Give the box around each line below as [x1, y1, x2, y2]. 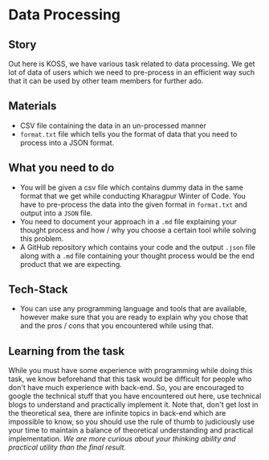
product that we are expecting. [19, 259, 122, 269]
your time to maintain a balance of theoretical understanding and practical [8, 425, 254, 435]
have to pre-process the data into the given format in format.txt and [19, 199, 247, 209]
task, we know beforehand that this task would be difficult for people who [8, 374, 252, 384]
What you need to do [8, 161, 115, 175]
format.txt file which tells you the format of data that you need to [19, 129, 238, 138]
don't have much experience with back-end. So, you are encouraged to [8, 383, 245, 392]
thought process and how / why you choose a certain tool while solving [19, 225, 257, 235]
